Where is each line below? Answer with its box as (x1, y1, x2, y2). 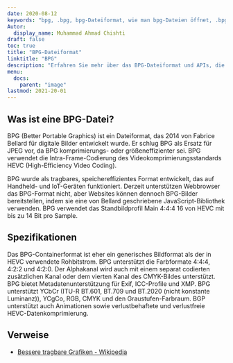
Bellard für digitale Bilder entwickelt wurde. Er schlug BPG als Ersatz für (7, 139, 212, 147)
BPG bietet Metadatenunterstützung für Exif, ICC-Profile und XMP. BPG (7, 279, 211, 288)
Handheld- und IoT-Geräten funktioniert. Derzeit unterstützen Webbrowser (7, 182, 221, 190)
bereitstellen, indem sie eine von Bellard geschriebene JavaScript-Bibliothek (7, 196, 225, 205)
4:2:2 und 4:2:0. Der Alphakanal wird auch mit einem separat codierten (7, 264, 210, 273)
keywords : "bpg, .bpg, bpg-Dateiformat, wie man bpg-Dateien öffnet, (7, 17, 213, 24)
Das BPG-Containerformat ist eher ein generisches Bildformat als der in (7, 250, 212, 258)
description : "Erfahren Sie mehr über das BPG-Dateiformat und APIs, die (7, 62, 225, 69)
